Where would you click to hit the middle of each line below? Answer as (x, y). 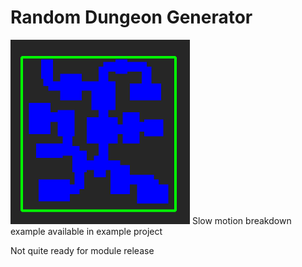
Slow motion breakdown (241, 220)
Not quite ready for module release (82, 250)
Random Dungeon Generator (131, 17)
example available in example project (86, 231)
